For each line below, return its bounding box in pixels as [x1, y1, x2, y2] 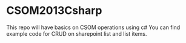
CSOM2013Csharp [6, 4, 102, 18]
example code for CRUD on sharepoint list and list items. [6, 30, 147, 37]
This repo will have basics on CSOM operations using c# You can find [6, 24, 181, 31]
